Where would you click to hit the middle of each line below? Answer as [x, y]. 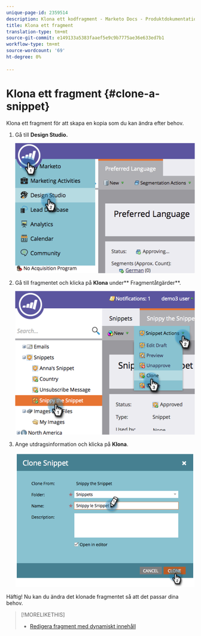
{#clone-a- [132, 94]
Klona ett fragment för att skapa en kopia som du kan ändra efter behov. [95, 123]
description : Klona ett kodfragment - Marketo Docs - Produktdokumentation [103, 19]
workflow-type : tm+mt [33, 44]
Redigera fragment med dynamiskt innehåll [83, 626]
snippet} [28, 106]
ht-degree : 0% [24, 57]
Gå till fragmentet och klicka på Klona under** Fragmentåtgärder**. [98, 283]
